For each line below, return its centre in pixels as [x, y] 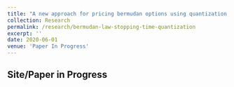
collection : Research [39, 20]
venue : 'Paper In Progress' [48, 46]
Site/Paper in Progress [57, 75]
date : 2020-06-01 [33, 40]
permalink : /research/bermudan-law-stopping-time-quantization [102, 27]
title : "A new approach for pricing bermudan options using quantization [117, 14]
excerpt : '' [25, 33]
